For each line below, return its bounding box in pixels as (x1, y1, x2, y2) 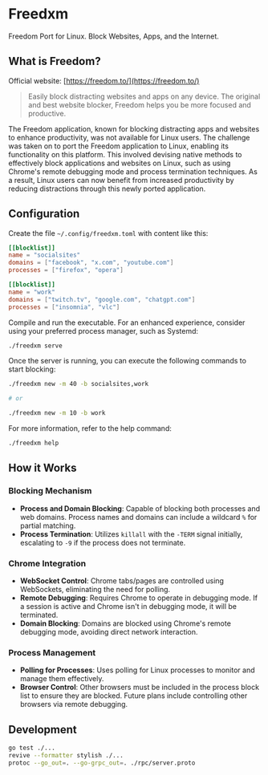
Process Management (8, 647, 96, 658)
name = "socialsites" (8, 251, 81, 259)
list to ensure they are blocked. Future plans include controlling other (19, 691, 248, 700)
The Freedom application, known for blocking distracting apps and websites (8, 124, 260, 133)
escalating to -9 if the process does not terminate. (19, 538, 186, 547)
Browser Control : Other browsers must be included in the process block (19, 683, 259, 692)
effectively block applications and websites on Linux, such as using (8, 158, 231, 168)
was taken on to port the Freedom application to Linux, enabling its (8, 141, 229, 151)
